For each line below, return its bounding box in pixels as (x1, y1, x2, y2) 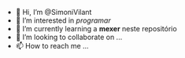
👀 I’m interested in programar (15, 16, 112, 25)
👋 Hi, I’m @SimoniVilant (15, 8, 92, 16)
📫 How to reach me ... (15, 42, 89, 50)
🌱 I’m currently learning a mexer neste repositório (15, 24, 177, 33)
